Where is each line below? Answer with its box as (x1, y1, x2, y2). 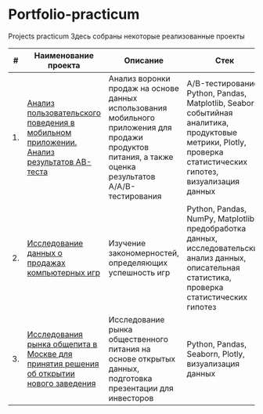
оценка (108, 161, 136, 172)
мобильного (108, 112, 155, 123)
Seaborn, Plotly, (186, 348, 245, 359)
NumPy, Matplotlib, (186, 213, 257, 224)
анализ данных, (186, 252, 247, 263)
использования (108, 102, 168, 113)
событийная (186, 107, 233, 118)
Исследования (27, 329, 84, 340)
